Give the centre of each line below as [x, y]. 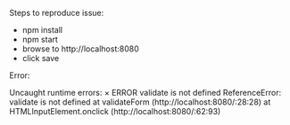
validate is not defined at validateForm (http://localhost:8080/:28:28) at [140, 102]
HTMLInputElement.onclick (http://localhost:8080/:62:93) [115, 111]
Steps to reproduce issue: [57, 13]
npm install [42, 30]
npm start [40, 39]
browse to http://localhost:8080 [81, 49]
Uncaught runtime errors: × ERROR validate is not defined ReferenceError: [145, 93]
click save [41, 58]
